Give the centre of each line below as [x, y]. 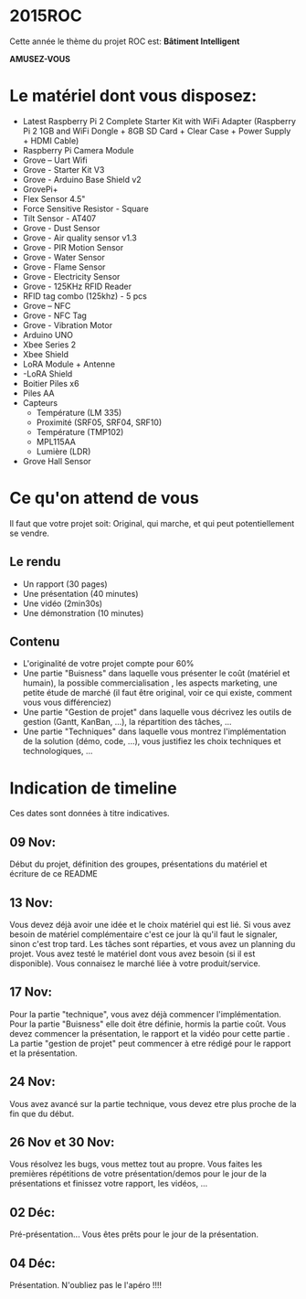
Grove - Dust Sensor [61, 228]
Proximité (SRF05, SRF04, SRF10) [99, 422]
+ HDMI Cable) [51, 140]
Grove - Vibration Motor [67, 325]
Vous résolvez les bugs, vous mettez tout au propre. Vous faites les [136, 1164]
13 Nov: [31, 903]
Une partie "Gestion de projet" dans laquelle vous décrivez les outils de [157, 712]
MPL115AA [56, 442]
